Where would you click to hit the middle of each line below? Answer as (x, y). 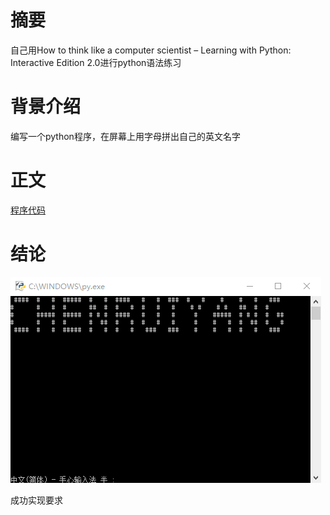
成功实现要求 (36, 500)
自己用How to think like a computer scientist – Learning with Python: (151, 50)
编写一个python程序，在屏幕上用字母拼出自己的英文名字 (125, 136)
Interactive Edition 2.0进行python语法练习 (96, 62)
